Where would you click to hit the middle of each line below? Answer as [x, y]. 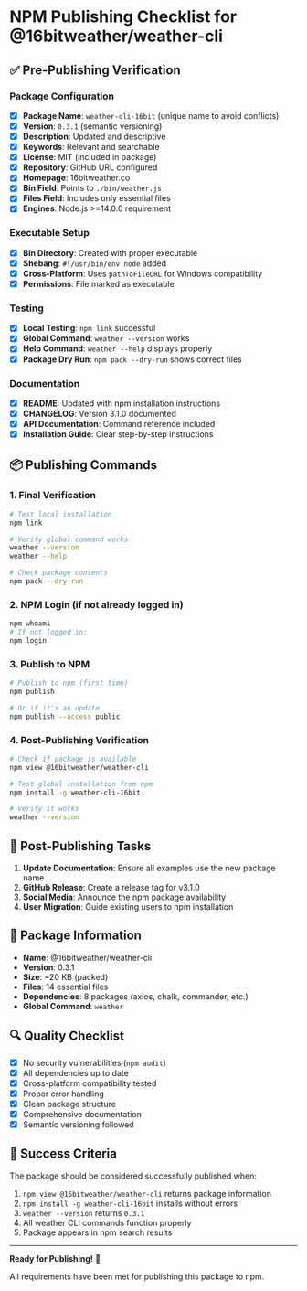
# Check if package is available [73, 759]
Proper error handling [64, 1094]
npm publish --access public [65, 716]
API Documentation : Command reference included [119, 424]
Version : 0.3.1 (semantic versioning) [92, 126]
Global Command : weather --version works [106, 338]
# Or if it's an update [55, 708]
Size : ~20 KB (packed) [65, 976]
